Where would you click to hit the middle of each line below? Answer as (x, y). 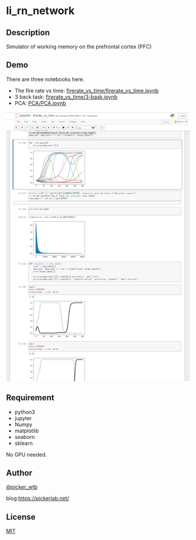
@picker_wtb (22, 487)
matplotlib (27, 431)
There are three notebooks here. (45, 79)
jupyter (23, 418)
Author (19, 473)
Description (28, 33)
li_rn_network (40, 11)
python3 (25, 412)
